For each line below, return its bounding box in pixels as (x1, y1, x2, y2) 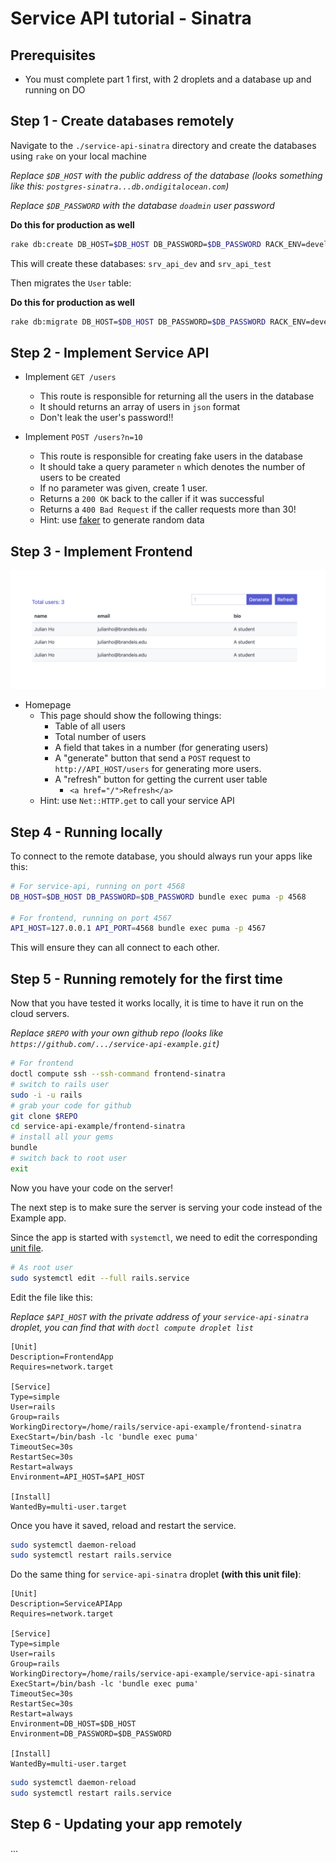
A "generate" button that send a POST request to (54, 752, 251, 764)
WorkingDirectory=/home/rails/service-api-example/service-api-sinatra (10, 1669, 315, 1679)
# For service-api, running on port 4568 (10, 881, 186, 891)
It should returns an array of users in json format (39, 401, 241, 413)
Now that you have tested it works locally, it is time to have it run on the (10, 997, 304, 1009)
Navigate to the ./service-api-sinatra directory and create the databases (10, 139, 317, 151)
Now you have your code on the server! (10, 1182, 174, 1194)
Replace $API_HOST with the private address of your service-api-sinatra (10, 1310, 310, 1322)
